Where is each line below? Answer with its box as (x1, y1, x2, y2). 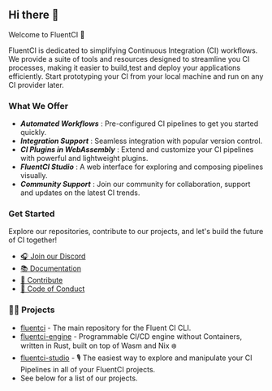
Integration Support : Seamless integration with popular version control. (19, 136, 263, 146)
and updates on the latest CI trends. (19, 188, 140, 198)
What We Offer (8, 100, 69, 111)
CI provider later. (8, 80, 65, 89)
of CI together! (8, 235, 58, 245)
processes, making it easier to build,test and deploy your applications (8, 63, 241, 72)
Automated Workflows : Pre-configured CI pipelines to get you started (19, 119, 258, 128)
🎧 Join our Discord (19, 251, 86, 261)
